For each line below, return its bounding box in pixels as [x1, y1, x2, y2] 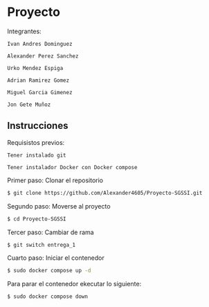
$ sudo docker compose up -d [7, 267, 91, 274]
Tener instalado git [7, 152, 67, 159]
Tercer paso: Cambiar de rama [7, 228, 95, 236]
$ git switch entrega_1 [7, 241, 76, 248]
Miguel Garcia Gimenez [7, 89, 73, 96]
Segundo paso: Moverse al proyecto [7, 202, 111, 210]
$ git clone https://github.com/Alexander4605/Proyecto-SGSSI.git [7, 189, 203, 196]
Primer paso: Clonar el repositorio [7, 176, 104, 184]
